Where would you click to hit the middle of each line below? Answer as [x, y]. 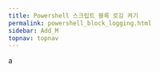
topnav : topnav [34, 38]
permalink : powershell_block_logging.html [80, 23]
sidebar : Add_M [34, 30]
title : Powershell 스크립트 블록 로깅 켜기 [73, 16]
